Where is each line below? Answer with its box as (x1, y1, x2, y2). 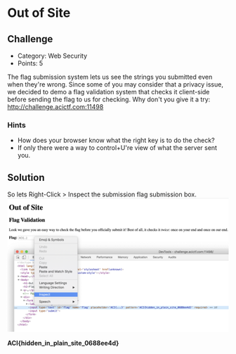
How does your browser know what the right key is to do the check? (17, 136, 216, 145)
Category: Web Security (17, 51, 88, 60)
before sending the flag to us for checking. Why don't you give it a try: (7, 95, 211, 103)
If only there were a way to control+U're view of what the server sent (17, 144, 218, 152)
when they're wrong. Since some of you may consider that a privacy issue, (7, 80, 223, 89)
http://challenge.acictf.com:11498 (7, 103, 104, 110)
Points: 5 (17, 59, 44, 68)
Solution (7, 171, 45, 184)
